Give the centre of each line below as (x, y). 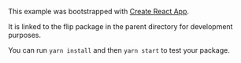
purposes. (25, 35)
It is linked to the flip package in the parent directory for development (120, 26)
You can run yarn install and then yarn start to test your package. (119, 50)
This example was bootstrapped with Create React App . (99, 11)
